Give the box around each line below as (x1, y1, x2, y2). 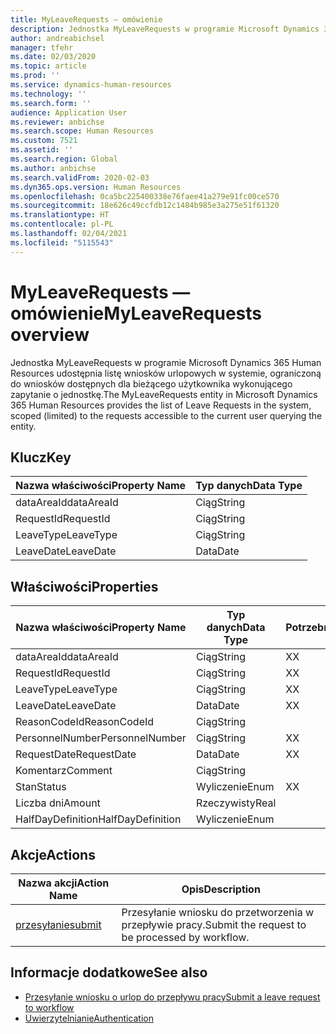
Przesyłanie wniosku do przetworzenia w (121, 906, 315, 919)
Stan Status (15, 780, 67, 794)
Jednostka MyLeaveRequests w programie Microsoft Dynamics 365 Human (10, 356, 322, 368)
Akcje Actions (10, 846, 96, 863)
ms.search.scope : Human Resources (10, 126, 155, 136)
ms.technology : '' (10, 89, 87, 99)
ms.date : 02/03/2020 (10, 52, 97, 62)
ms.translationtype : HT (10, 210, 110, 220)
